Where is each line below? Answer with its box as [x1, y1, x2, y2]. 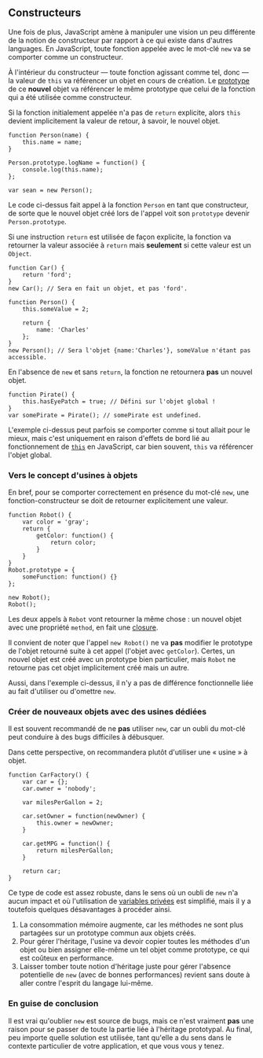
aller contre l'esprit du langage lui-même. [19, 979, 153, 988]
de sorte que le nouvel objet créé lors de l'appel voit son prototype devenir [8, 208, 250, 218]
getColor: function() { [36, 532, 114, 540]
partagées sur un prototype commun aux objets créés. [19, 928, 196, 938]
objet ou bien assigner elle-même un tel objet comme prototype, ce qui [19, 945, 250, 954]
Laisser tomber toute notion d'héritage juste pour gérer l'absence [19, 962, 232, 972]
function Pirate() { [8, 391, 76, 399]
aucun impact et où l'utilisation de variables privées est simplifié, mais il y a [8, 896, 251, 906]
